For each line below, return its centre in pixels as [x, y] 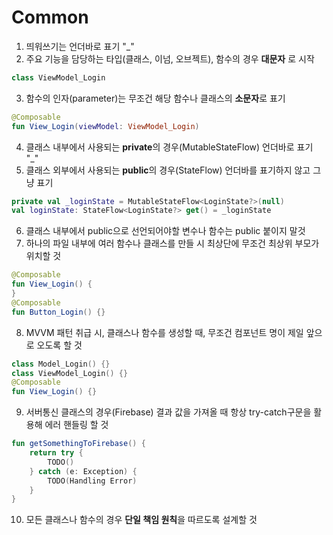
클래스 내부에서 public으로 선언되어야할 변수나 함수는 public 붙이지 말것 [165, 231]
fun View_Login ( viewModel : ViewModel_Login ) [105, 126]
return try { [56, 453]
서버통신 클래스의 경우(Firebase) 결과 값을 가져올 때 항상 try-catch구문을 [168, 412]
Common [50, 17]
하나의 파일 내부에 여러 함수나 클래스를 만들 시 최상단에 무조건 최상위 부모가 [172, 243]
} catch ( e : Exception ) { [83, 471]
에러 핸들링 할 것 [76, 425]
